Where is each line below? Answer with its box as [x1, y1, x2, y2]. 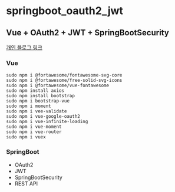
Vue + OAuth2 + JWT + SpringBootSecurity [6, 28, 169, 38]
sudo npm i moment [6, 103, 51, 110]
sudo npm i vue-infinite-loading [6, 119, 88, 125]
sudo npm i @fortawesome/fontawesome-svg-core [6, 72, 123, 78]
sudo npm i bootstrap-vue [6, 98, 70, 104]
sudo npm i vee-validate [6, 108, 67, 114]
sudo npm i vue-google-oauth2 [6, 114, 81, 120]
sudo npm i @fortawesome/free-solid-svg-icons [6, 78, 123, 84]
